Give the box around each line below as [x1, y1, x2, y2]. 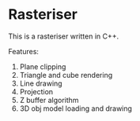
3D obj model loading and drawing [19, 104, 133, 113]
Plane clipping [19, 61, 66, 71]
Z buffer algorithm [19, 95, 79, 104]
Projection [19, 86, 54, 96]
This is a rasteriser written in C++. [8, 31, 119, 41]
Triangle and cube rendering [19, 70, 113, 79]
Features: [8, 46, 40, 56]
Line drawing [19, 79, 62, 88]
